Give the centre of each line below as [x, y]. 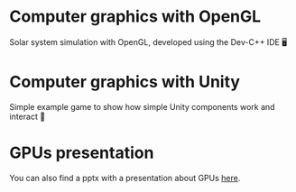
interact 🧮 [28, 116]
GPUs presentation [82, 153]
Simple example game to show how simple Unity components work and [142, 106]
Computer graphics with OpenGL [135, 17]
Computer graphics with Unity [125, 82]
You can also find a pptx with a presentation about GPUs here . [125, 178]
